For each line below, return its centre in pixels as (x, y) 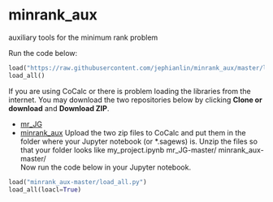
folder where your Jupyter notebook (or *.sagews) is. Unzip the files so (139, 141)
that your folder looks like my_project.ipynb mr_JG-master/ (118, 150)
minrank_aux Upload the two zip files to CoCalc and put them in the (133, 132)
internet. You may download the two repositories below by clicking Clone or (135, 100)
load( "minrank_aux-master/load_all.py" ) (78, 182)
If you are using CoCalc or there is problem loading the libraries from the (130, 91)
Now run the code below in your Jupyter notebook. (106, 167)
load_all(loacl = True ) (45, 189)
